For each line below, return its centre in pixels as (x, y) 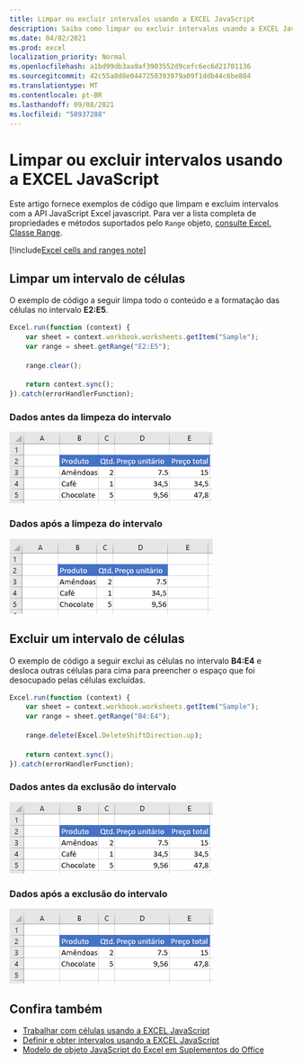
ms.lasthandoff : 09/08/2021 (62, 105)
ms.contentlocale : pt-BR (56, 95)
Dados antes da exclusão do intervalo (93, 787)
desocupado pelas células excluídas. (78, 680)
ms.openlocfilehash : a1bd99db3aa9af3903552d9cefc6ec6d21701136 (130, 67)
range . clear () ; (54, 365)
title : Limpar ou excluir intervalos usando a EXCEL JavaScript (132, 19)
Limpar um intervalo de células (98, 278)
